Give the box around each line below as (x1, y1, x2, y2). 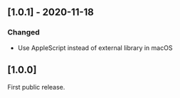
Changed (7, 27, 41, 37)
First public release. (7, 82, 65, 91)
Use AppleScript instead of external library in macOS (17, 43, 173, 52)
